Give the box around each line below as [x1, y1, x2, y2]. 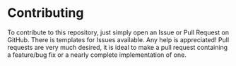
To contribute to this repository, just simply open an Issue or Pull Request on [7, 28, 230, 37]
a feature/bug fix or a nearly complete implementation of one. [7, 51, 187, 59]
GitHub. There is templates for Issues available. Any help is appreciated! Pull [7, 35, 230, 44]
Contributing [7, 5, 84, 21]
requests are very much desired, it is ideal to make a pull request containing [7, 43, 228, 51]
